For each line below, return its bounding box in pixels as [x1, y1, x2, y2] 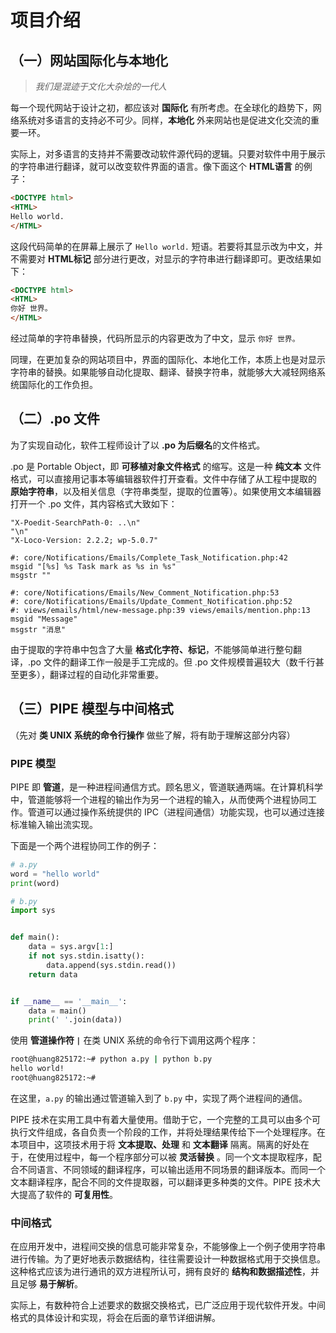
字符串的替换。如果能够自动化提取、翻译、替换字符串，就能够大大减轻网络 [10, 366, 317, 378]
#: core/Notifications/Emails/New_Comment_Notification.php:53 [10, 587, 280, 598]
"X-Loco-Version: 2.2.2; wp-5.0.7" [10, 535, 159, 545]
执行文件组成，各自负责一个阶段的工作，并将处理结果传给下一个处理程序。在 [10, 1126, 326, 1138]
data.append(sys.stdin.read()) [46, 960, 177, 970]
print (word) [10, 878, 60, 888]
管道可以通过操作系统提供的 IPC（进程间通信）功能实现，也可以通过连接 [27, 806, 325, 818]
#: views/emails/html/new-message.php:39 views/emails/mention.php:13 [10, 605, 311, 615]
